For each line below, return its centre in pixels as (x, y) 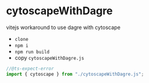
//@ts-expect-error (30, 68)
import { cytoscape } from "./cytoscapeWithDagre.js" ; (75, 74)
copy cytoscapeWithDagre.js (49, 58)
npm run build (32, 52)
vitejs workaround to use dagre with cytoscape (63, 27)
